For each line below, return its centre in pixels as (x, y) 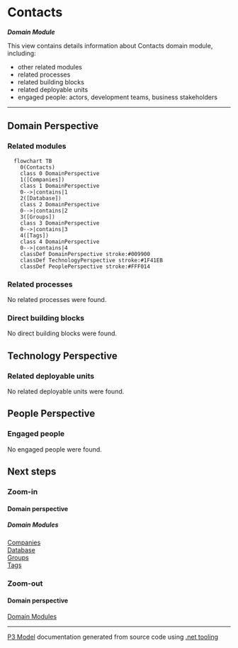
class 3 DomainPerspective (60, 223)
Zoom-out (25, 583)
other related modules (50, 67)
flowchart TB (33, 161)
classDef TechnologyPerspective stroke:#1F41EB (91, 260)
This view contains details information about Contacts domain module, (110, 45)
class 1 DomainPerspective (60, 186)
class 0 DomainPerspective (60, 173)
